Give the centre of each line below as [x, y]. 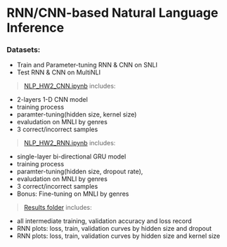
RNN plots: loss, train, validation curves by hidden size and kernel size [118, 236]
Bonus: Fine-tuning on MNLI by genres [73, 194]
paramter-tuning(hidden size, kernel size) [77, 114]
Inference [35, 28]
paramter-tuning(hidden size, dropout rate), [80, 172]
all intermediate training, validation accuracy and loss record [104, 221]
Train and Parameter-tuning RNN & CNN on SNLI [87, 65]
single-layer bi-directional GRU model [71, 156]
